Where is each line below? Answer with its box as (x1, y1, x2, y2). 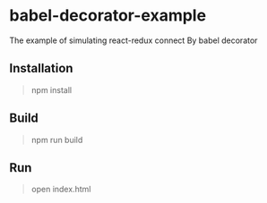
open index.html (30, 184, 91, 195)
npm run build (30, 134, 83, 145)
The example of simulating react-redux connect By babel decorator (9, 35, 258, 46)
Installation (9, 61, 73, 76)
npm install (30, 84, 73, 95)
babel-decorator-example (9, 5, 207, 26)
